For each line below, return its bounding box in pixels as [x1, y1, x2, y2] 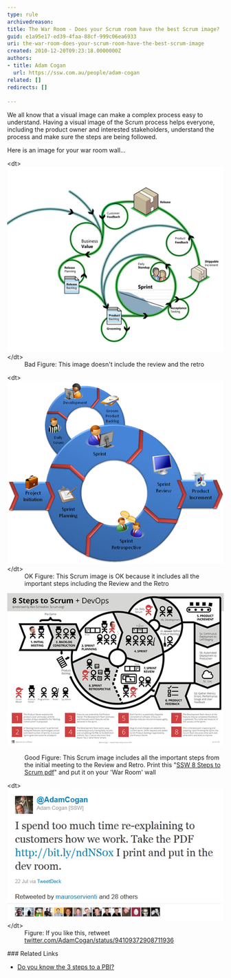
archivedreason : [7, 18, 54, 26]
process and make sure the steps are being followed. [7, 133, 157, 141]
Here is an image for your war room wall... [7, 146, 126, 154]
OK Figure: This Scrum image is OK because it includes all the [24, 572, 199, 580]
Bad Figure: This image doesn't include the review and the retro [24, 360, 205, 368]
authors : [7, 55, 32, 62]
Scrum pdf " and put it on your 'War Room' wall [24, 768, 156, 777]
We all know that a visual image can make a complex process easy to [7, 111, 203, 119]
